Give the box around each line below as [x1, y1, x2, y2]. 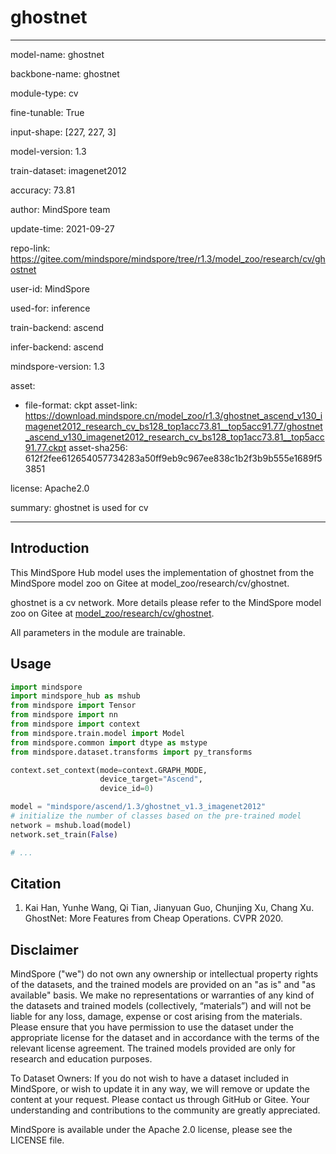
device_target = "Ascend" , [99, 774, 203, 785]
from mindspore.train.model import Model [10, 728, 186, 738]
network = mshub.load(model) [10, 820, 132, 830]
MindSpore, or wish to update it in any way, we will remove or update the [10, 1083, 310, 1095]
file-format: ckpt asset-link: [24, 399, 138, 411]
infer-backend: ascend [10, 341, 104, 353]
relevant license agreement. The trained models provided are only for [10, 1042, 296, 1055]
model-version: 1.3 [10, 145, 87, 157]
